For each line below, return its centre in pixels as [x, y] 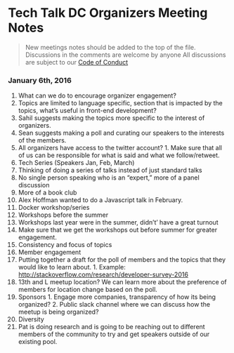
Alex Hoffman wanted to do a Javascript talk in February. [100, 200]
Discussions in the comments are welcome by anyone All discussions [125, 55]
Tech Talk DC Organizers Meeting [108, 13]
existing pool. [38, 342]
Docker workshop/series [54, 208]
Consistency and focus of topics [65, 245]
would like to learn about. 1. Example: [72, 267]
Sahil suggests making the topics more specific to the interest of [111, 118]
